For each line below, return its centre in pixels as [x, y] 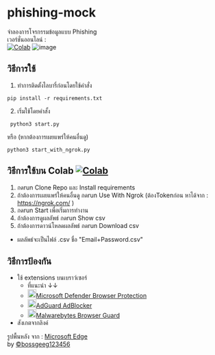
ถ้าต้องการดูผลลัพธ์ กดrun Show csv [61, 218]
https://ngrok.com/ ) [46, 203]
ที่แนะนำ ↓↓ [42, 286]
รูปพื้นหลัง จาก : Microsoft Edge [47, 336]
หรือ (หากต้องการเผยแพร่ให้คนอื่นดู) [48, 137]
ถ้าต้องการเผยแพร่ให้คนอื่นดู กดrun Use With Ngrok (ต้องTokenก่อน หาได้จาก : [113, 195]
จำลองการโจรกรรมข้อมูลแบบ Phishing [52, 32]
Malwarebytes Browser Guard [78, 316]
